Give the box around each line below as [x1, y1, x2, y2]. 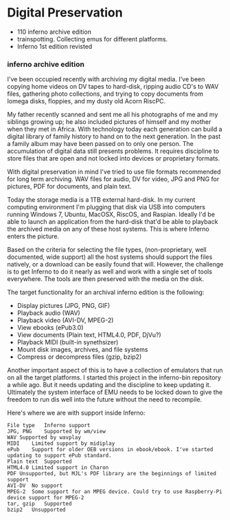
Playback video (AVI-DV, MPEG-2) [16, 316, 114, 324]
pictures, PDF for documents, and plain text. [7, 183, 132, 191]
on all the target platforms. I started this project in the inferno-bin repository [7, 373, 222, 382]
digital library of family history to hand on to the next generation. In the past [7, 132, 221, 141]
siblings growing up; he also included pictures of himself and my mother [7, 118, 211, 126]
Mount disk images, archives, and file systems [16, 346, 148, 354]
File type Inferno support [7, 422, 91, 429]
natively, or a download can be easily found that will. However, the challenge [7, 260, 224, 269]
